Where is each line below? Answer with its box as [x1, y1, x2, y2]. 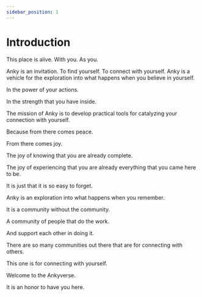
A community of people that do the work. [6, 217, 110, 225]
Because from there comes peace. [6, 128, 93, 135]
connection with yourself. [6, 116, 70, 123]
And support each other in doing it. [6, 229, 95, 236]
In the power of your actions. [6, 86, 79, 93]
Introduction [6, 35, 71, 49]
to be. [6, 170, 21, 178]
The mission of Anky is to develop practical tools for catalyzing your [6, 110, 178, 117]
